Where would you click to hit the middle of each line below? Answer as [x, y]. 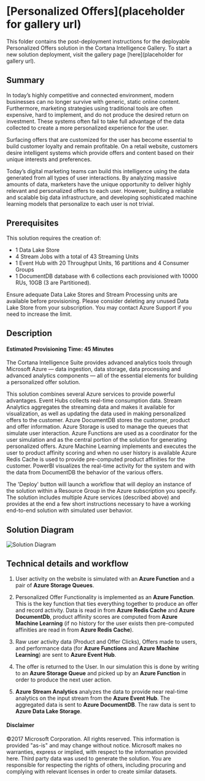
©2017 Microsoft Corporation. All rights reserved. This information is [93, 739]
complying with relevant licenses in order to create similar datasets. [92, 771]
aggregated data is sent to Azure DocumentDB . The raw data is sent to [106, 704]
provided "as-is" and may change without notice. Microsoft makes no [94, 745]
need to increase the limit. [39, 314]
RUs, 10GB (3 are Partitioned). [53, 282]
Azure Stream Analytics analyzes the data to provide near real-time [102, 691]
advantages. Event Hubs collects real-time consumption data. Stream [94, 401]
